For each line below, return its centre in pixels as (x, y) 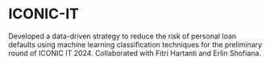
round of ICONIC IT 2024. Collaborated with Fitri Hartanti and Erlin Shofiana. (135, 53)
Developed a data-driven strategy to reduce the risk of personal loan (122, 36)
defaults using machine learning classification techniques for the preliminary (135, 44)
